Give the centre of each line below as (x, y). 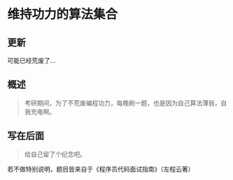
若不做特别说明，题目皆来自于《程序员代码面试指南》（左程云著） (101, 169)
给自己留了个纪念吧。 (55, 154)
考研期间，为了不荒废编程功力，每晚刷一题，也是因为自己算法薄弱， (122, 103)
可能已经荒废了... (31, 61)
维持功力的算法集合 (63, 14)
